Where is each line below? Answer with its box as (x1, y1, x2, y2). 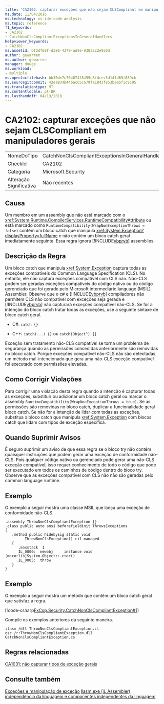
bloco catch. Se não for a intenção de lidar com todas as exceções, (5, 409, 141, 415)
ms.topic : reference (5, 21, 47, 26)
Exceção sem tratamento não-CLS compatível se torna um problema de (5, 340, 149, 346)
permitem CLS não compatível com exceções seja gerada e (5, 296, 125, 302)
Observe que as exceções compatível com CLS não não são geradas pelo (5, 472, 154, 478)
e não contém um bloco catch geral (58, 233, 130, 239)
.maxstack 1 (18, 545, 45, 550)
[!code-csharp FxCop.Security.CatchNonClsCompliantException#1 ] (5, 607, 139, 614)
